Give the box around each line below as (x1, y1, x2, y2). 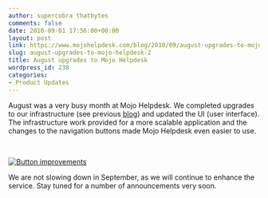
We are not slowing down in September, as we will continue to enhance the (8, 172, 255, 182)
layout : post (8, 34, 52, 42)
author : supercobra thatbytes (8, 11, 109, 20)
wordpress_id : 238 (8, 64, 69, 72)
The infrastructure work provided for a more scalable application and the (8, 117, 247, 127)
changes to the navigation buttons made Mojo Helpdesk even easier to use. (8, 125, 257, 136)
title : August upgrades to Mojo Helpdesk (8, 57, 148, 65)
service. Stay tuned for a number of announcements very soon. (8, 180, 217, 190)
